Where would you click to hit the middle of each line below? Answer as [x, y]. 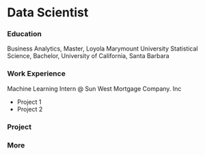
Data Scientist [48, 13]
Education [25, 34]
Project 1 [29, 102]
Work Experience [37, 74]
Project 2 [30, 109]
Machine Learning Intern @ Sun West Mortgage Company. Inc [94, 88]
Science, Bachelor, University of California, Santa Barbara [88, 56]
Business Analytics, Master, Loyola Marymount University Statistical [102, 48]
